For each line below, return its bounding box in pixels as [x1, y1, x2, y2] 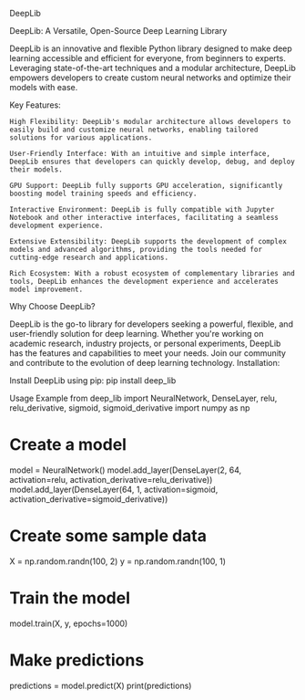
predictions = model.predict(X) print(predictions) [9, 680, 192, 691]
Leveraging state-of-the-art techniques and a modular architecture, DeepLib [9, 63, 296, 73]
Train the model [9, 588, 130, 609]
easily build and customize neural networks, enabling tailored [9, 125, 259, 134]
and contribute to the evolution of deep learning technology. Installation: [9, 358, 280, 368]
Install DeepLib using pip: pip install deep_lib [9, 375, 177, 386]
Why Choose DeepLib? [9, 301, 96, 311]
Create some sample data [9, 526, 208, 547]
